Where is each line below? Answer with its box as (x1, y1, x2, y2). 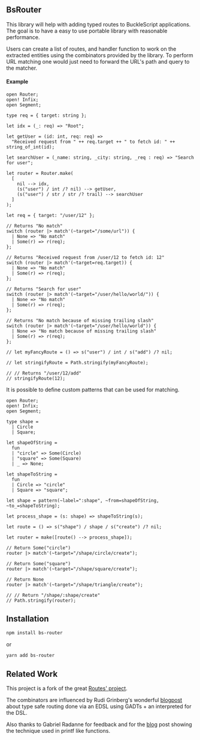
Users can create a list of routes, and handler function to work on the (6, 45, 177, 52)
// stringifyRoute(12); (6, 376, 66, 382)
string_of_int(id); (6, 144, 55, 150)
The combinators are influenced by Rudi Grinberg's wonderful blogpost (6, 697, 183, 704)
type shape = (6, 419, 39, 425)
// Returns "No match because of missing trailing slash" (6, 318, 154, 324)
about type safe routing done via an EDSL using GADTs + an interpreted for (6, 703, 192, 710)
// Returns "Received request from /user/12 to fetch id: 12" (6, 255, 165, 261)
